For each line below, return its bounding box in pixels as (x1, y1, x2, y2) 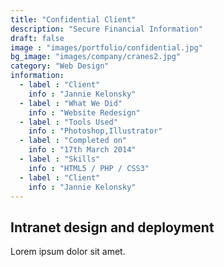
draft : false (10, 33, 65, 43)
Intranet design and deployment (10, 219, 215, 236)
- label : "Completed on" (19, 136, 128, 146)
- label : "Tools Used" (19, 117, 118, 127)
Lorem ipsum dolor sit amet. (10, 246, 126, 258)
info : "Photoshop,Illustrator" (28, 126, 163, 136)
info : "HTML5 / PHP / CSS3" (28, 163, 150, 173)
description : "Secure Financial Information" (10, 24, 203, 34)
